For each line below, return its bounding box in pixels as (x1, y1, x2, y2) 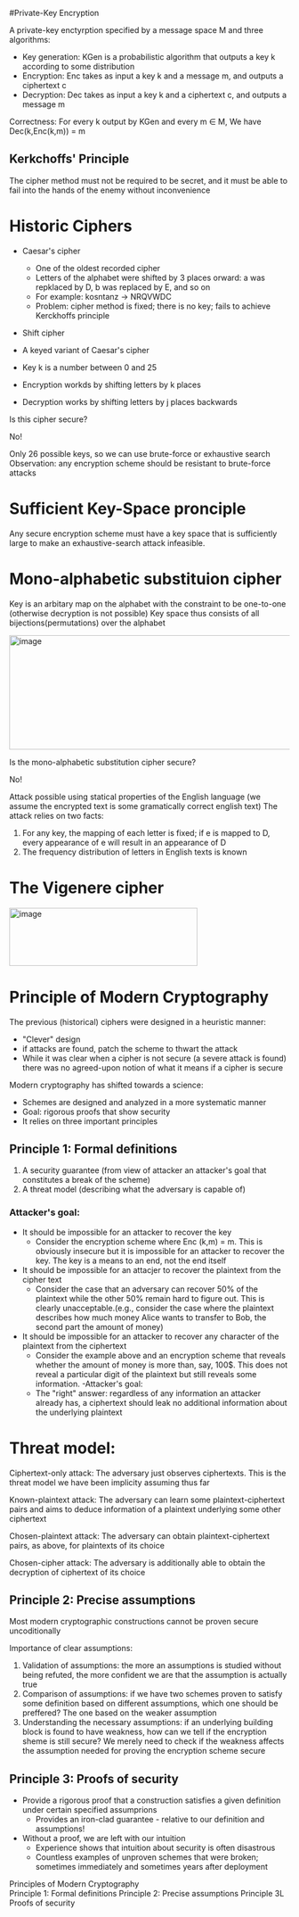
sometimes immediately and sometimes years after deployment (35, 1862, 269, 1872)
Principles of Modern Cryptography (9, 1879, 140, 1889)
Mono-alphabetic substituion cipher (9, 568, 282, 589)
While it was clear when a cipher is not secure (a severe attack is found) (21, 1053, 287, 1063)
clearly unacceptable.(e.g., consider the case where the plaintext (35, 1302, 274, 1313)
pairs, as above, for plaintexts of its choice (9, 1540, 165, 1550)
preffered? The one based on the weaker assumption (21, 1707, 217, 1718)
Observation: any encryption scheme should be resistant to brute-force (9, 458, 271, 468)
